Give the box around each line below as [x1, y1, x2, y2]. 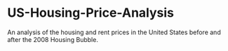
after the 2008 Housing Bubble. [7, 35, 98, 43]
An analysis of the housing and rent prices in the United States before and [7, 28, 221, 36]
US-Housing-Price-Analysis [7, 5, 174, 21]
